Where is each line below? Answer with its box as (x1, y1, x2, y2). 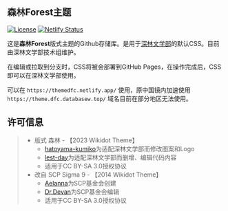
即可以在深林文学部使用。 (7, 71, 80, 79)
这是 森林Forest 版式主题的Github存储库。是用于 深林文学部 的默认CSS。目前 (7, 39, 220, 47)
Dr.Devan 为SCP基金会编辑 (44, 188, 120, 196)
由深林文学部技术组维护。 (7, 47, 80, 56)
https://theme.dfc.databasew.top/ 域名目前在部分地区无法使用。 (7, 94, 193, 102)
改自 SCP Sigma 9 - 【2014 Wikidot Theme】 (34, 170, 163, 179)
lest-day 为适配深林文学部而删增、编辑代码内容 (44, 153, 177, 162)
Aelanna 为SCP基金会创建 (44, 179, 117, 187)
